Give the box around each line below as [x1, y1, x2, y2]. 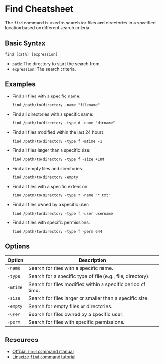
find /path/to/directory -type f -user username [12, 211, 113, 216]
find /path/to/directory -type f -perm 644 [12, 229, 102, 234]
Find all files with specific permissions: [12, 219, 90, 225]
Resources [5, 336, 39, 344]
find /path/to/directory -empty [12, 175, 78, 180]
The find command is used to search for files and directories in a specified [5, 20, 156, 25]
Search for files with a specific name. [28, 265, 114, 272]
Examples [5, 80, 36, 89]
